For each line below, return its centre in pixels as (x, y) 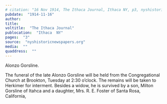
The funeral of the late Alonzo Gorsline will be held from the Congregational (83, 75)
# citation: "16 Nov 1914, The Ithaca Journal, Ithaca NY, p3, (72, 10)
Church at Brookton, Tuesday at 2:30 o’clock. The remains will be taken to (81, 80)
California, (16, 96)
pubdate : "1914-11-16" (30, 14)
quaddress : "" (21, 51)
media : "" (16, 47)
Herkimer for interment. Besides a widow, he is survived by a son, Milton (79, 85)
